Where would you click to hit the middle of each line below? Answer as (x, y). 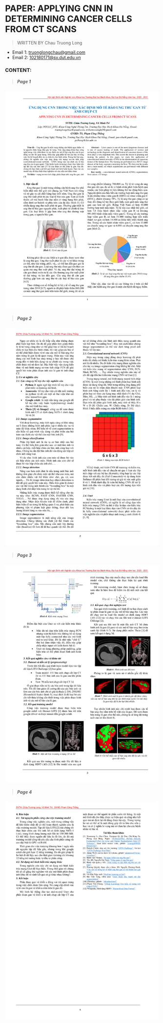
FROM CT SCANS (41, 29)
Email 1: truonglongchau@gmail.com (49, 52)
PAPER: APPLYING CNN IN (59, 9)
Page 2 (24, 318)
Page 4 (24, 792)
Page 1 (24, 82)
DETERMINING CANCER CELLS (69, 19)
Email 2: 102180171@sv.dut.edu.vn (46, 57)
